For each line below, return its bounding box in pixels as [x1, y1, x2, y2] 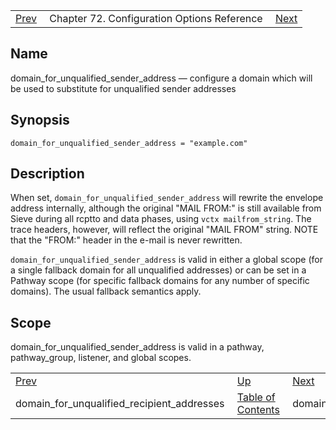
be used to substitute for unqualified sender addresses [10, 82, 237, 94]
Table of [236, 390, 276, 404]
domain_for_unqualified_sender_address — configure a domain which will [10, 72, 313, 84]
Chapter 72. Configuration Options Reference [49, 12, 263, 25]
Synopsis [10, 112, 70, 129]
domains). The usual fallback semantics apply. [10, 285, 202, 298]
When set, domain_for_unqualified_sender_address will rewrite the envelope [10, 192, 324, 204]
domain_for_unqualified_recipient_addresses [15, 397, 225, 411]
